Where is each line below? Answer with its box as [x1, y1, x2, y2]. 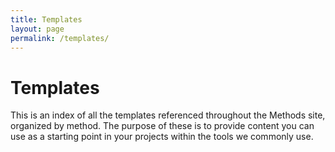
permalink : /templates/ [10, 33, 110, 43]
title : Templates [10, 14, 83, 25]
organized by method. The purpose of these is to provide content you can [10, 120, 315, 132]
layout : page [10, 24, 65, 34]
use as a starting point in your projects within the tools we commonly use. [10, 131, 314, 143]
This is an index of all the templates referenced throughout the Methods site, [10, 109, 326, 121]
